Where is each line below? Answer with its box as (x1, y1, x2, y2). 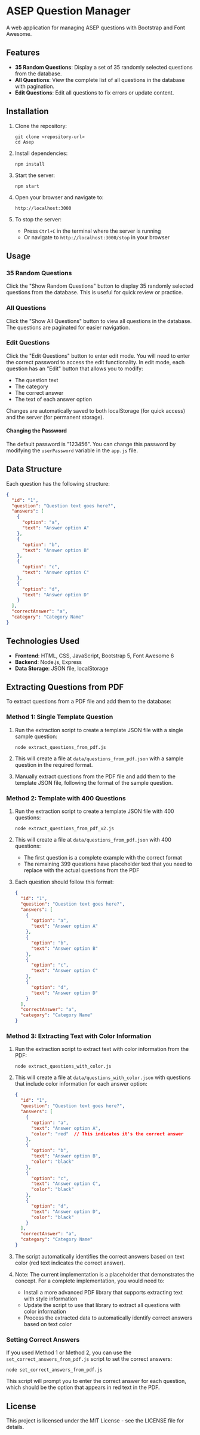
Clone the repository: (14, 122, 67, 129)
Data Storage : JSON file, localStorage (14, 665, 109, 672)
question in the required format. (14, 761, 93, 768)
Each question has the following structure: (6, 480, 110, 487)
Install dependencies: (14, 150, 68, 157)
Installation (6, 106, 49, 117)
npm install (14, 161, 45, 167)
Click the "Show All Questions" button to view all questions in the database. (6, 317, 192, 324)
